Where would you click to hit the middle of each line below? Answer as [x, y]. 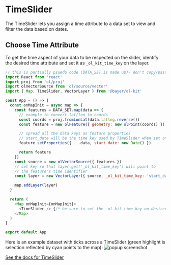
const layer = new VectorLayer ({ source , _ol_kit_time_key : [79, 176]
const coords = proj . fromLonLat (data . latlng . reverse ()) [79, 119]
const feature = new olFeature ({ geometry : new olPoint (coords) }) [92, 124]
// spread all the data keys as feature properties [75, 134]
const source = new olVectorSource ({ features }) [68, 162]
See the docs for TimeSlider [35, 257]
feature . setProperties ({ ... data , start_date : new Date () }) [85, 143]
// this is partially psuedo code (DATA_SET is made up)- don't [75, 72]
